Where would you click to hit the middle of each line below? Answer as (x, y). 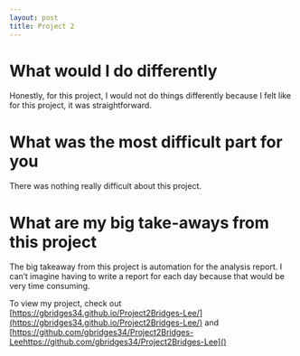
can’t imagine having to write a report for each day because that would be (147, 276)
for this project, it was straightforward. (80, 106)
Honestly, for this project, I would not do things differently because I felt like (150, 96)
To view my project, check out (66, 304)
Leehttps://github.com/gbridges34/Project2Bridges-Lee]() (118, 342)
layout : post (34, 18)
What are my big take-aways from (139, 223)
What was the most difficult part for (146, 142)
